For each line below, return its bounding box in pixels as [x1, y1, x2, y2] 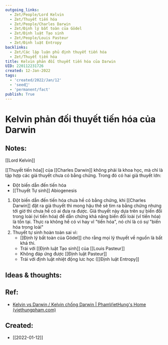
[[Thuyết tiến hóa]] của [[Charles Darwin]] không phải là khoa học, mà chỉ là [5, 167, 163, 173]
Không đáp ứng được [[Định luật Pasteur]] [20, 251, 107, 257]
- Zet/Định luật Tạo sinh [10, 31, 64, 36]
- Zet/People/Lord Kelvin [10, 12, 64, 17]
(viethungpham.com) [12, 307, 56, 313]
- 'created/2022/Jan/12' [10, 78, 62, 83]
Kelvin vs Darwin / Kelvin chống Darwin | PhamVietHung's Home [12, 301, 146, 307]
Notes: [5, 144, 27, 153]
